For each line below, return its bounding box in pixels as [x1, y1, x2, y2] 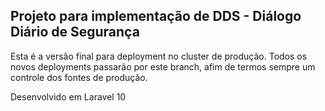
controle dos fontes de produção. [10, 71, 148, 83]
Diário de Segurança [10, 24, 140, 41]
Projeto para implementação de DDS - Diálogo [10, 8, 302, 25]
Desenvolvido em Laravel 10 [10, 90, 127, 103]
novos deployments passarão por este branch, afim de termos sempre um [10, 60, 316, 73]
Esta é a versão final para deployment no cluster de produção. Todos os [10, 50, 308, 62]
